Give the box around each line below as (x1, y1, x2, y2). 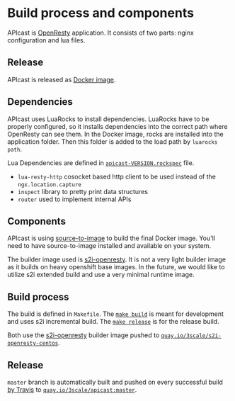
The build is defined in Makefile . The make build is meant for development (7, 310, 224, 318)
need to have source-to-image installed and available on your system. (7, 242, 211, 250)
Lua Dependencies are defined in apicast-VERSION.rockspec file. (7, 158, 195, 167)
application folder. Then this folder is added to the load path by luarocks (7, 137, 218, 146)
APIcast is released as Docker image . (7, 75, 116, 84)
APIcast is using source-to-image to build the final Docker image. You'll (7, 234, 216, 242)
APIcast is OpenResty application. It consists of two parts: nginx (7, 28, 195, 37)
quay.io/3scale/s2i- (161, 332, 222, 339)
